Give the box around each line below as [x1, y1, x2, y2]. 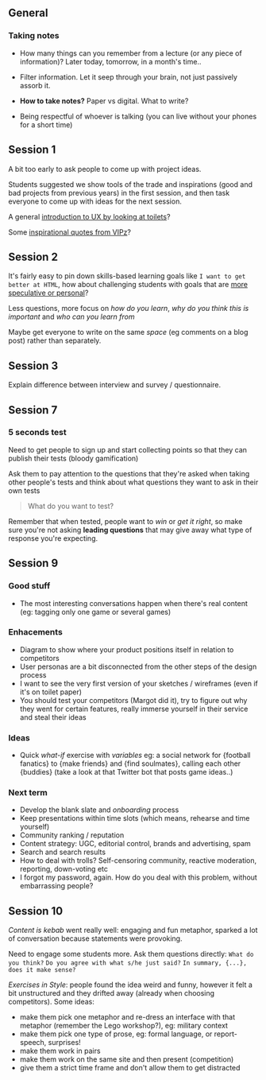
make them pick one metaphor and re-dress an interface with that [19, 1012, 236, 1022]
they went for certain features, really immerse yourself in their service [19, 704, 249, 713]
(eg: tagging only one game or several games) [19, 607, 172, 616]
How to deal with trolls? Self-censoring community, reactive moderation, [19, 856, 257, 865]
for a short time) [19, 119, 73, 130]
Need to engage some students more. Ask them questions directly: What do [8, 950, 254, 959]
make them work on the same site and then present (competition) [19, 1055, 234, 1064]
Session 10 [8, 904, 64, 918]
